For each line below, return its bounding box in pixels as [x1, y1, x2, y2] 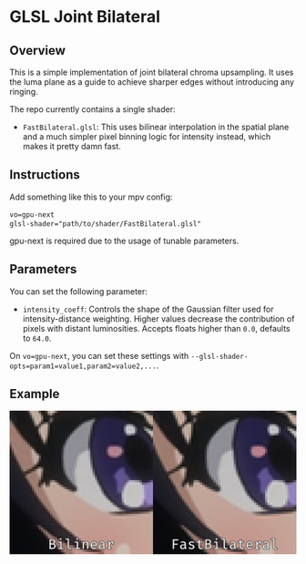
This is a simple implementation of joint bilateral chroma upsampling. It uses [9, 67, 294, 77]
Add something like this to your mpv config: [9, 191, 173, 202]
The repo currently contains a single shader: [9, 104, 176, 115]
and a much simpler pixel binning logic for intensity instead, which [22, 131, 271, 142]
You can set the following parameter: [9, 285, 148, 297]
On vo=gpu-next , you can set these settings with [9, 350, 189, 361]
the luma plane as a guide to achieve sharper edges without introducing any [9, 77, 294, 87]
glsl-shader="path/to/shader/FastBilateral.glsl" [9, 219, 202, 229]
